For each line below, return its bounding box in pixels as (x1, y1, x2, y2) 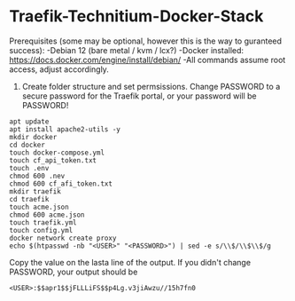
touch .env (9, 163, 50, 172)
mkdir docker (9, 132, 58, 141)
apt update (9, 117, 50, 126)
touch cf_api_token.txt (9, 155, 97, 165)
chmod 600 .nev (9, 171, 66, 180)
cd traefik (9, 194, 50, 203)
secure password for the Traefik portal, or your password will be (21, 91, 257, 101)
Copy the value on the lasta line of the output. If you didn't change (9, 257, 251, 267)
